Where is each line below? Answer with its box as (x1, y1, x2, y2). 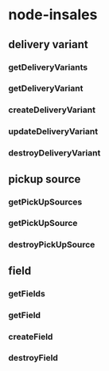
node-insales (8, 6, 98, 24)
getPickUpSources (8, 196, 83, 208)
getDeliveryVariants (8, 62, 88, 73)
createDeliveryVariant (8, 104, 95, 115)
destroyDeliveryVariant (8, 147, 101, 159)
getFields (8, 288, 45, 299)
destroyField (8, 353, 58, 364)
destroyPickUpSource (8, 239, 95, 250)
